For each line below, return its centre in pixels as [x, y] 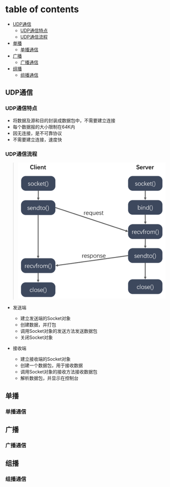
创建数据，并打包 [38, 325]
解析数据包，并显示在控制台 [49, 378]
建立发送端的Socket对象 [46, 319]
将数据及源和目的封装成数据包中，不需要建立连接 [64, 120]
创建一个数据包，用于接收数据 [51, 365]
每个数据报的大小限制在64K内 [44, 127]
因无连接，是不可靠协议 [37, 133]
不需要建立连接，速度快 [37, 139]
